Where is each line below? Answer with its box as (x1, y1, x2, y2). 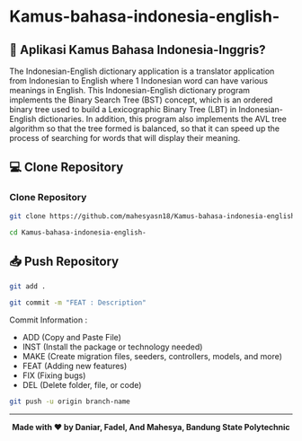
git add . (9, 282, 47, 291)
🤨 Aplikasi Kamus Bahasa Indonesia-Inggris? (9, 42, 266, 57)
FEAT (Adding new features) (22, 361, 128, 371)
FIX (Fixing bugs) (22, 370, 86, 381)
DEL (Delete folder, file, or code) (22, 380, 142, 390)
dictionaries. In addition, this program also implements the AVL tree (38, 114, 288, 124)
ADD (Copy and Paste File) (22, 332, 121, 342)
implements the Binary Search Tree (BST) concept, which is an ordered (9, 94, 273, 105)
